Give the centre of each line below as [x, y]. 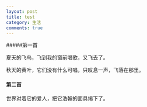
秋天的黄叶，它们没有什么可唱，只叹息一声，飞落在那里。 [75, 70]
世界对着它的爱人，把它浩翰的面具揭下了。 [57, 99]
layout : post [22, 11]
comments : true [24, 28]
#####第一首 [22, 45]
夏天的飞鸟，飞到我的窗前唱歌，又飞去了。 [57, 58]
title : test [20, 17]
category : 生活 [24, 22]
